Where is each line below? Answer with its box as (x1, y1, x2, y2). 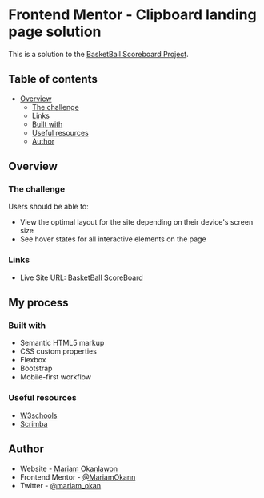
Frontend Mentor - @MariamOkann (19, 472, 136, 482)
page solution (8, 22, 102, 41)
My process (8, 296, 69, 310)
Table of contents (8, 72, 98, 86)
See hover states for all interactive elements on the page (19, 234, 206, 244)
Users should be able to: (8, 202, 90, 212)
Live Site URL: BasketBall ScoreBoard (19, 273, 144, 282)
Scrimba (19, 419, 48, 428)
